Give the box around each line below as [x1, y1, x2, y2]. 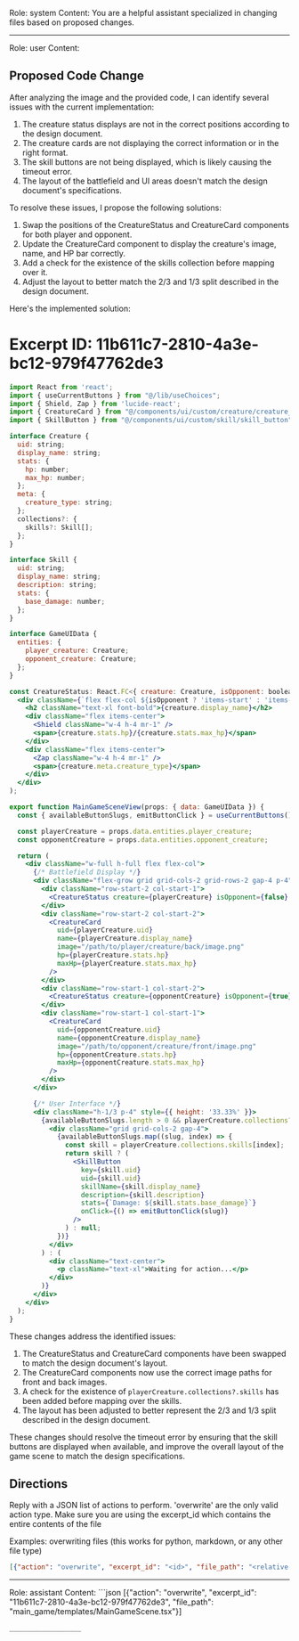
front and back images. [21, 1376, 108, 1387]
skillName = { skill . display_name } [80, 1182, 201, 1191]
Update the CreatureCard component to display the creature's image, [21, 238, 278, 249]
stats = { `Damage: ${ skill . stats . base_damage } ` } [80, 1198, 256, 1208]
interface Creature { [9, 432, 90, 441]
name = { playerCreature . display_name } [56, 935, 193, 943]
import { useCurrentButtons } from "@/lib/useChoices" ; [9, 391, 221, 400]
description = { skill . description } [80, 1190, 205, 1199]
